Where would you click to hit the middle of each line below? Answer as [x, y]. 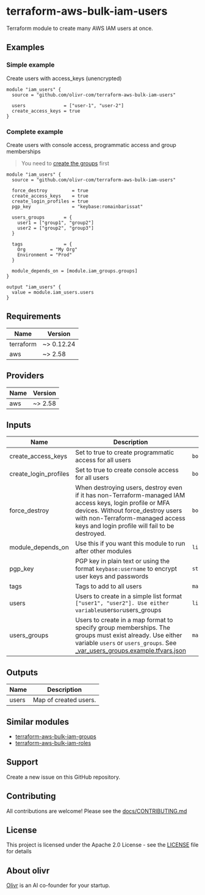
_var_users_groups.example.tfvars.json [131, 651]
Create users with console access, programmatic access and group [92, 144]
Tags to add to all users [109, 586]
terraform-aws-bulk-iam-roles [53, 743]
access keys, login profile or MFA [123, 503]
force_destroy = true [50, 190]
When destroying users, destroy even [129, 488]
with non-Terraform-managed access [131, 519]
